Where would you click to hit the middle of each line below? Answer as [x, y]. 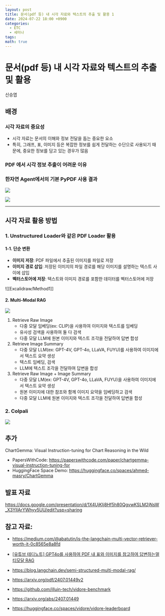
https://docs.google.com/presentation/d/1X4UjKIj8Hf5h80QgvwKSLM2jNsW [82, 505]
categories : [17, 23]
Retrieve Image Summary [38, 344]
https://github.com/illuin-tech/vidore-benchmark [61, 589]
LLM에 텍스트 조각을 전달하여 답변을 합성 [59, 368]
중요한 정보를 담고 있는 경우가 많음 [55, 151]
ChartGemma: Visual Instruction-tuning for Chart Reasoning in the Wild [77, 450]
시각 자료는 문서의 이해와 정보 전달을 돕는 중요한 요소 [63, 138]
